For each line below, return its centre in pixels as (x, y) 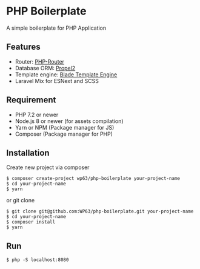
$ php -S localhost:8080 (38, 260)
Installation (28, 153)
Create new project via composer (48, 167)
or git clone (21, 201)
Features (23, 47)
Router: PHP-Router (40, 61)
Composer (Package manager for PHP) (64, 134)
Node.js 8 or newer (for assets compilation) (69, 121)
